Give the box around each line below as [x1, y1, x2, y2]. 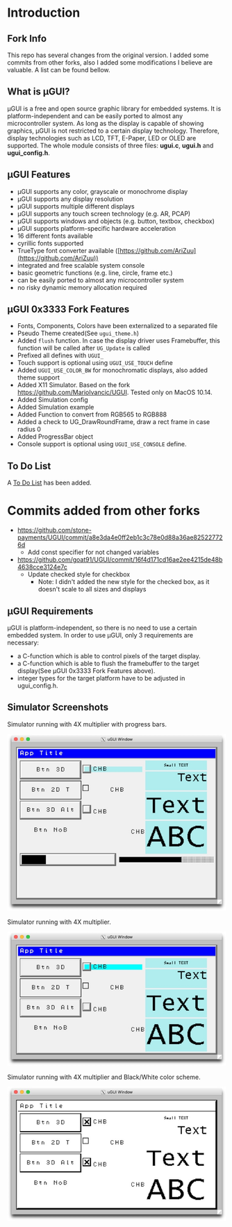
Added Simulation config [17, 396, 88, 404]
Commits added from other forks [7, 503, 200, 519]
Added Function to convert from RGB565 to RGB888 [17, 410, 167, 419]
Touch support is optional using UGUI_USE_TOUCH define [17, 359, 174, 367]
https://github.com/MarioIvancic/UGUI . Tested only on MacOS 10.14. [17, 388, 213, 397]
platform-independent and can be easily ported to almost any [7, 111, 183, 120]
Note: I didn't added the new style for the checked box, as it [38, 578, 210, 586]
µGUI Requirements [7, 605, 94, 617]
